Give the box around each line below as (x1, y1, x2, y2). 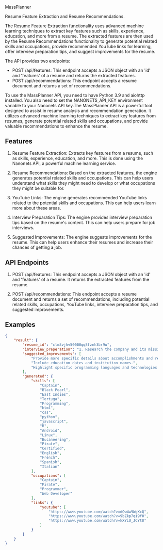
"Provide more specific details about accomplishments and (31, 356, 153, 361)
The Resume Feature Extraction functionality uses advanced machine (5, 23, 144, 29)
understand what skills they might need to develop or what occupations (12, 180, 155, 186)
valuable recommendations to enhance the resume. (5, 123, 108, 129)
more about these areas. (12, 205, 62, 210)
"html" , (39, 405, 55, 410)
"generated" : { (22, 374, 53, 379)
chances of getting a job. (12, 244, 62, 250)
